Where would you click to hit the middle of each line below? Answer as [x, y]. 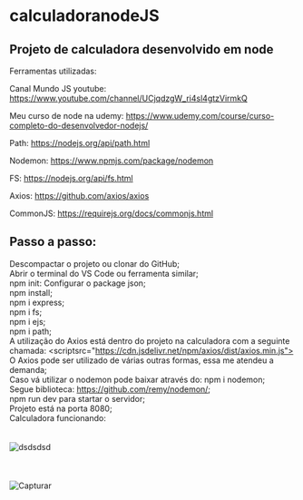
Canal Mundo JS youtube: [58, 88]
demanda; [28, 369]
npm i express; [37, 302]
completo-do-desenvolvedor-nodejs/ [79, 125]
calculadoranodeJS [85, 16]
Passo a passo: [53, 242]
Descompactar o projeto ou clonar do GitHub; [94, 263]
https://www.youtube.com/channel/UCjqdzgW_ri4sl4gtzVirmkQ [128, 98]
